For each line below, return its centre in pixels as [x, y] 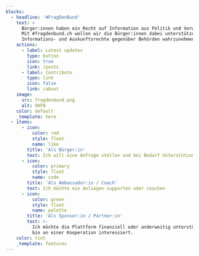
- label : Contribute [47, 72]
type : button [43, 56]
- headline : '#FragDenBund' [46, 17]
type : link [40, 78]
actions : [27, 45]
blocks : [15, 12]
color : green [48, 200]
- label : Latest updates [52, 50]
